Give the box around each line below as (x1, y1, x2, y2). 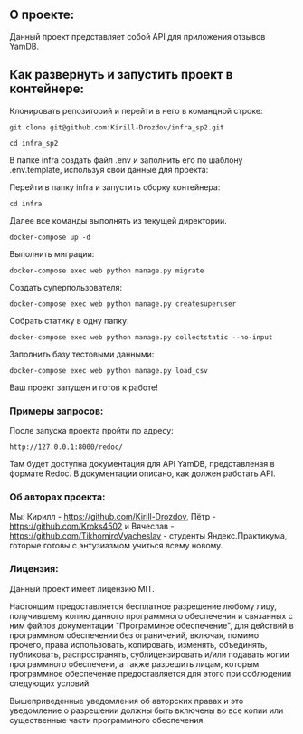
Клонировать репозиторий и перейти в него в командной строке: (9, 105, 263, 116)
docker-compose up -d (9, 233, 91, 242)
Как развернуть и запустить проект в (9, 67, 233, 82)
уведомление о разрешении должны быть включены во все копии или (9, 705, 284, 716)
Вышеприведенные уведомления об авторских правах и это (9, 695, 244, 706)
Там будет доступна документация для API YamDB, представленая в (9, 458, 275, 469)
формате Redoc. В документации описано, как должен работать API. (9, 468, 276, 479)
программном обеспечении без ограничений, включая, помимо (9, 629, 260, 641)
